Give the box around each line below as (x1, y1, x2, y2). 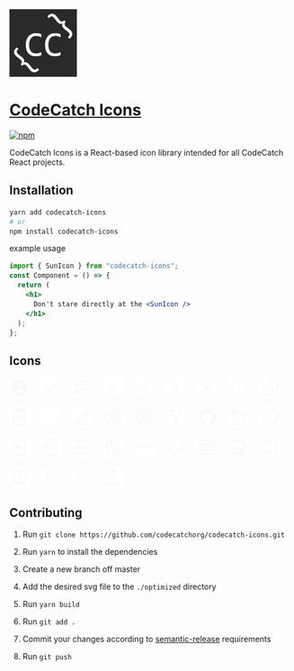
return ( (17, 281, 50, 290)
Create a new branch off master (22, 564, 141, 575)
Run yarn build (22, 599, 80, 609)
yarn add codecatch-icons (9, 207, 106, 217)
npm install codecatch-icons (9, 227, 119, 236)
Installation (9, 183, 74, 198)
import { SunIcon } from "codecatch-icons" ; (9, 261, 179, 271)
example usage (9, 243, 66, 254)
